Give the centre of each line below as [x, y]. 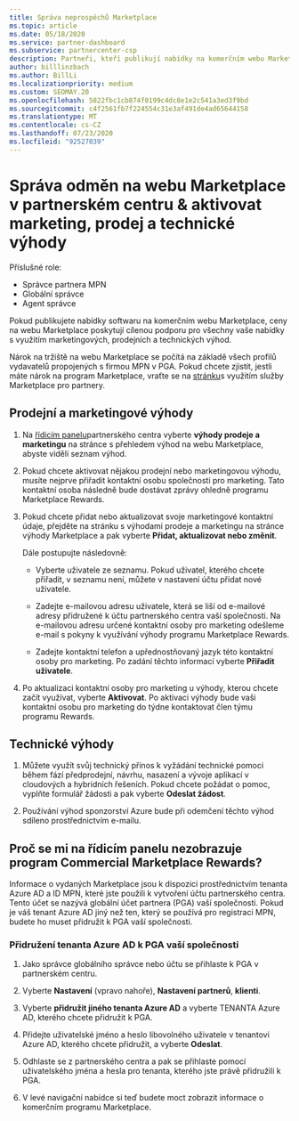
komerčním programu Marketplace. [87, 1107]
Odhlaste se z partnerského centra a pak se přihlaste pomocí [134, 1061]
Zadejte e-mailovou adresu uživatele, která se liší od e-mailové [150, 605]
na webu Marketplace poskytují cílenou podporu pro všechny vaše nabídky [147, 329]
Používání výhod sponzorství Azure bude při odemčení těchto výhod [148, 811]
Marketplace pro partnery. [57, 385]
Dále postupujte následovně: [74, 552]
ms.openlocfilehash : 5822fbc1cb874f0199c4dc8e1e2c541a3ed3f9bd [129, 100]
